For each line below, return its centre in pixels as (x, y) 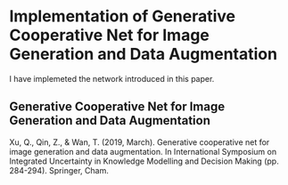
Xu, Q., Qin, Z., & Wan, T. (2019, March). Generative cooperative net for (140, 142)
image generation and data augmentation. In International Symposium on (143, 151)
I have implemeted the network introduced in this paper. (112, 78)
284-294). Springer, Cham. (59, 170)
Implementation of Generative (123, 16)
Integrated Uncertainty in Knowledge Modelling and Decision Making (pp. (144, 161)
